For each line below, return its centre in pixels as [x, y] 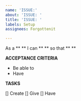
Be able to [23, 68]
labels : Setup [20, 24]
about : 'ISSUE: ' [24, 15]
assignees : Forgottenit [31, 29]
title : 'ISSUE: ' [24, 19]
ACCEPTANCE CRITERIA [32, 58]
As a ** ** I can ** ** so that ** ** [41, 48]
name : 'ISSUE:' [21, 10]
